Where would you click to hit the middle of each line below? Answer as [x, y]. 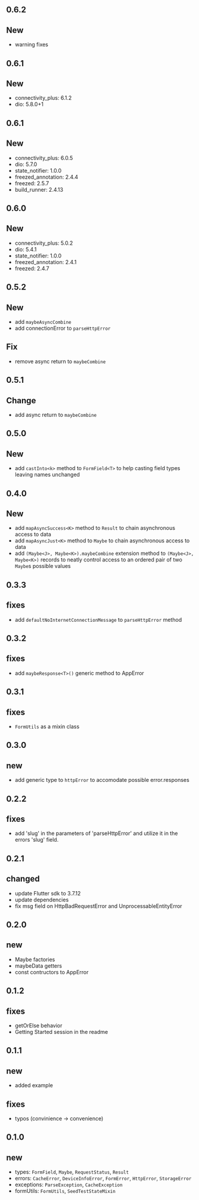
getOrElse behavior [38, 1026]
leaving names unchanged [47, 475]
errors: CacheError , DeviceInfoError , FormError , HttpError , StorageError [103, 1178]
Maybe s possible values [43, 566]
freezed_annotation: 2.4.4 [46, 177]
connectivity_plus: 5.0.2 [44, 243]
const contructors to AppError [52, 972]
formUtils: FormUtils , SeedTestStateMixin [65, 1191]
